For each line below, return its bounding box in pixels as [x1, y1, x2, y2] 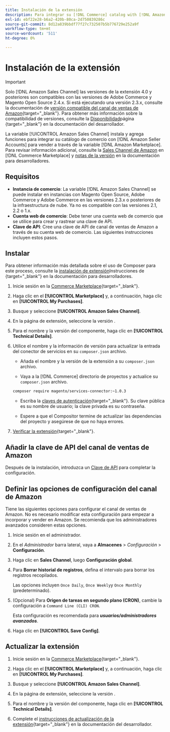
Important [5, 79, 26, 85]
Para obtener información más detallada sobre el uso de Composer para [5, 262, 156, 269]
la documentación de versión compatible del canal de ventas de [5, 104, 139, 111]
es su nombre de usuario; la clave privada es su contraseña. [20, 403, 146, 409]
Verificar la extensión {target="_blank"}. [12, 428, 95, 434]
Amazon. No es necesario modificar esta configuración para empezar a [5, 511, 154, 517]
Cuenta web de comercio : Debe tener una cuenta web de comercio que [12, 213, 163, 219]
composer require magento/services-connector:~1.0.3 [12, 389, 126, 394]
